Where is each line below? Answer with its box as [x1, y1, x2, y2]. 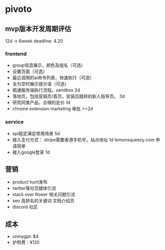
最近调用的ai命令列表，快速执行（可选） [12, 75, 95, 81]
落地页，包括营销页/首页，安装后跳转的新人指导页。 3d [12, 93, 125, 99]
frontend [5, 50, 27, 57]
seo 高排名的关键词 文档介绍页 [12, 198, 75, 204]
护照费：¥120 [12, 240, 40, 246]
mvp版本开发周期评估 [5, 24, 71, 33]
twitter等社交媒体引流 [12, 185, 56, 191]
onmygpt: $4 [12, 234, 39, 240]
